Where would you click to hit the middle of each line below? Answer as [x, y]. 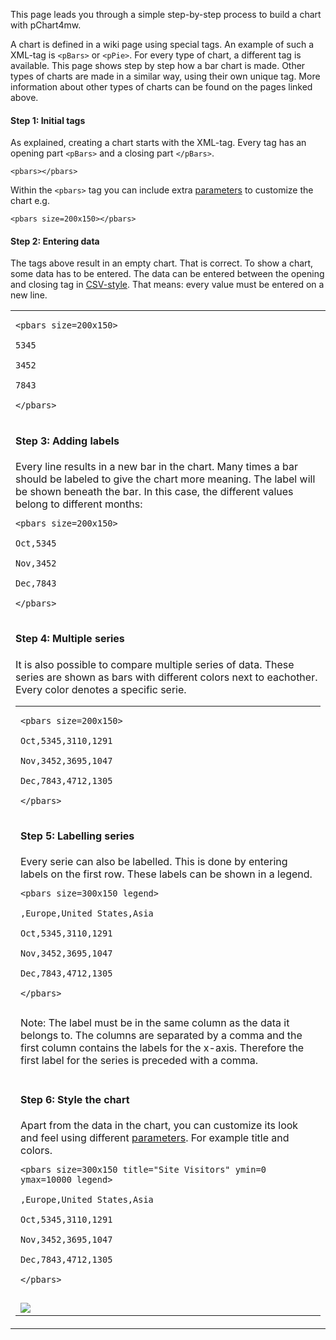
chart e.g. [30, 201]
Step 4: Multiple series [70, 639]
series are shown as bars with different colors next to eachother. [166, 677]
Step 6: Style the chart [75, 1099]
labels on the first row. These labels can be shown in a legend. [166, 874]
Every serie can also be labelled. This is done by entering [154, 862]
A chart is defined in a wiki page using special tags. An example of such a [162, 44]
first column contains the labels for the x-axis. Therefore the [162, 1048]
